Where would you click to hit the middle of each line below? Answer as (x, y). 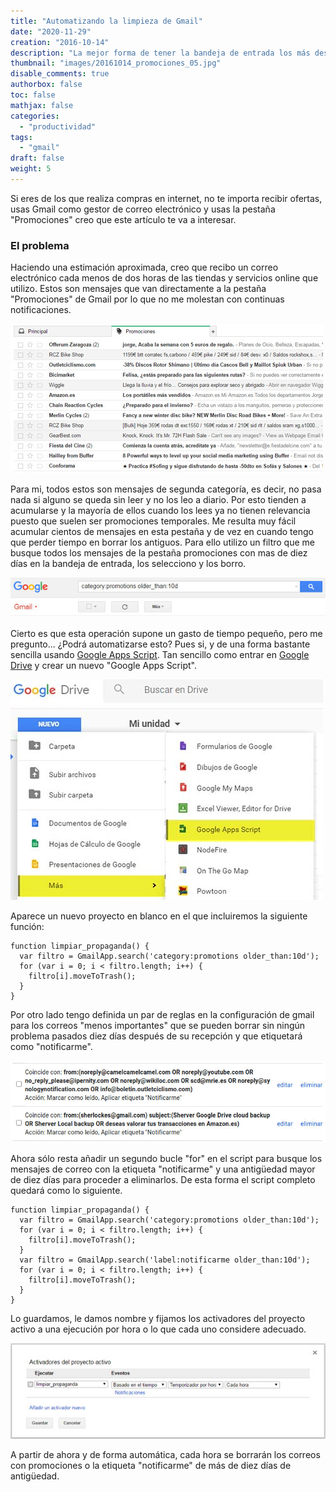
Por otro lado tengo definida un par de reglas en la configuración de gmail (162, 1014)
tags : (21, 137)
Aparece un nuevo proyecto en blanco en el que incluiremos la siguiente (159, 916)
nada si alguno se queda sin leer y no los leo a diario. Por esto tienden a (158, 500)
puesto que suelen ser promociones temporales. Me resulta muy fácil (153, 521)
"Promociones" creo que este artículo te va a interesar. (123, 219)
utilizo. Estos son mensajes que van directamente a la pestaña (138, 289)
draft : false (37, 158)
